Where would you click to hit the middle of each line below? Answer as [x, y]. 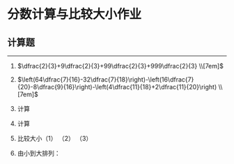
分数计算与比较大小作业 [75, 14]
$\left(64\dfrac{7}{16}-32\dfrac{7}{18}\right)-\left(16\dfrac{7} [106, 80]
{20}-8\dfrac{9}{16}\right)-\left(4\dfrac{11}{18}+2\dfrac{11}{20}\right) [117, 87]
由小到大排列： [39, 153]
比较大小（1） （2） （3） [55, 138]
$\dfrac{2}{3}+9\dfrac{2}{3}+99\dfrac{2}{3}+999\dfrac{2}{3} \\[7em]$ [120, 66]
